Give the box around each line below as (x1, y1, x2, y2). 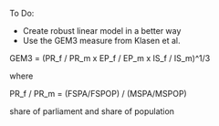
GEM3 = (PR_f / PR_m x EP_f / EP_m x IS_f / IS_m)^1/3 (9, 53, 211, 63)
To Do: (9, 8, 35, 18)
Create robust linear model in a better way (22, 26, 182, 36)
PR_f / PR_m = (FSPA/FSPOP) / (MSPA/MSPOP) (9, 89, 187, 99)
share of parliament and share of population (9, 106, 175, 117)
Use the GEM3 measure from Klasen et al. (22, 36, 181, 46)
